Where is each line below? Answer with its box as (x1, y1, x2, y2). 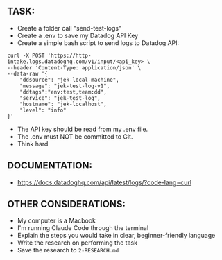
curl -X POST (7, 52, 45, 59)
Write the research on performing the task (17, 239, 137, 247)
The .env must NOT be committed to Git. (17, 132, 133, 141)
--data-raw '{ (7, 70, 49, 77)
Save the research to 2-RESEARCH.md (17, 246, 119, 254)
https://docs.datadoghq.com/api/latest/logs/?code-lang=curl (17, 178, 192, 187)
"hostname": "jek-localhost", (19, 101, 108, 107)
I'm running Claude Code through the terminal (17, 224, 149, 232)
